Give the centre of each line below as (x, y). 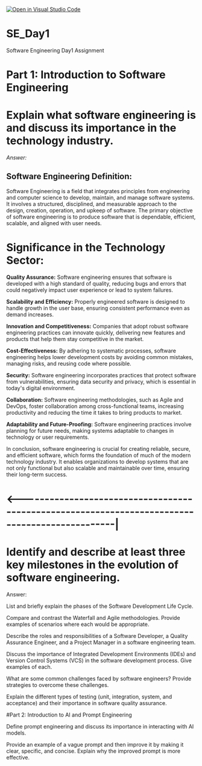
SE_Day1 (28, 34)
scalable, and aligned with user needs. (54, 223)
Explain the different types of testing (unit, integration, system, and (89, 697)
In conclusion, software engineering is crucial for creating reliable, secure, (99, 448)
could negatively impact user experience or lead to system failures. (90, 290)
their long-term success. (37, 474)
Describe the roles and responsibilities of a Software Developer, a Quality (97, 636)
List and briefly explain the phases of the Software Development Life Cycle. (100, 606)
